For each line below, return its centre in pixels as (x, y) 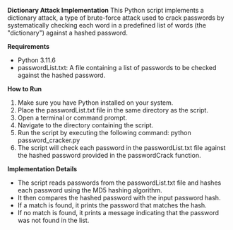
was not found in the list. (53, 220)
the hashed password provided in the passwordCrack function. (109, 155)
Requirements (29, 46)
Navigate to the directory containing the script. (85, 125)
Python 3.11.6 (37, 60)
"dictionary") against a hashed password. (68, 33)
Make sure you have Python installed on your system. (95, 103)
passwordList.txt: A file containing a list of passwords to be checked (117, 68)
